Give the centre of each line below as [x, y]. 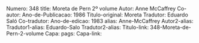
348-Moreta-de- [171, 27]
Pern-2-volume [25, 34]
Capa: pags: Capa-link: [73, 34]
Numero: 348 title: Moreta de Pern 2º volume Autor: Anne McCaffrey [91, 9]
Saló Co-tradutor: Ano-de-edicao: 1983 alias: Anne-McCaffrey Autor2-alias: [100, 21]
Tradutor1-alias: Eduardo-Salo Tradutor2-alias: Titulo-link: [77, 27]
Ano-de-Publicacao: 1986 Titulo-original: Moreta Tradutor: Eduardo [105, 15]
